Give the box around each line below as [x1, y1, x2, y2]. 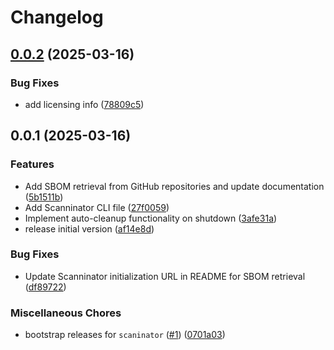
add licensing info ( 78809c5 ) [24, 98, 145, 110]
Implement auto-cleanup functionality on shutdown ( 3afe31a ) [24, 212, 278, 224]
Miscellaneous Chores [10, 306, 122, 320]
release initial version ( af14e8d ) [24, 222, 155, 235]
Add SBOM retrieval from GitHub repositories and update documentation [24, 180, 325, 192]
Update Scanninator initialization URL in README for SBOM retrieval [24, 270, 306, 282]
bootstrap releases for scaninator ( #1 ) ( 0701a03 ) [24, 329, 226, 341]
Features [10, 157, 55, 171]
